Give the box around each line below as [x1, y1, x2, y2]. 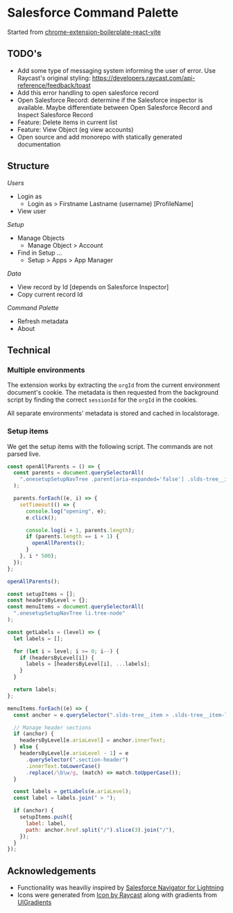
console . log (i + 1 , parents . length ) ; [25, 527, 135, 534]
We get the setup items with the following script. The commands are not [7, 442, 214, 450]
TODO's [7, 48, 42, 60]
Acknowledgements [7, 865, 96, 877]
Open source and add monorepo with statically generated [17, 133, 182, 141]
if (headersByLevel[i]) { [19, 654, 95, 661]
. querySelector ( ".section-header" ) [25, 756, 129, 763]
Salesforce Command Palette [7, 5, 179, 21]
